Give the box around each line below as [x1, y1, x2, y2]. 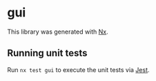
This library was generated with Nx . [7, 27, 108, 36]
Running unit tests [7, 47, 88, 59]
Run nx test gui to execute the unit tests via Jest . [7, 65, 150, 73]
